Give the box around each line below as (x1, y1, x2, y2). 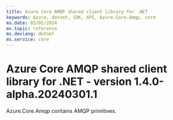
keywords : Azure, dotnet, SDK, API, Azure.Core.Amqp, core (6, 14, 156, 20)
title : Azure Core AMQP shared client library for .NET (6, 8, 148, 15)
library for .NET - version (6, 75, 132, 88)
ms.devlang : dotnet (6, 31, 55, 37)
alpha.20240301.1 (6, 88, 97, 101)
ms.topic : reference (6, 25, 58, 32)
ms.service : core (6, 36, 50, 42)
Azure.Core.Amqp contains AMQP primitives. (6, 107, 117, 114)
